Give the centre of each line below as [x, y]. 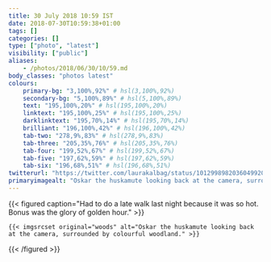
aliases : [23, 61]
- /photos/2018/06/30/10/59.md [75, 69]
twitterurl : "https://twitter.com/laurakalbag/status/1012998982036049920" [138, 173]
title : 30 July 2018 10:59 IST [61, 16]
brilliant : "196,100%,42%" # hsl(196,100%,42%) [104, 128]
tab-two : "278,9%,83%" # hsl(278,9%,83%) [93, 135]
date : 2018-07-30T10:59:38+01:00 [65, 23]
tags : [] [23, 31]
